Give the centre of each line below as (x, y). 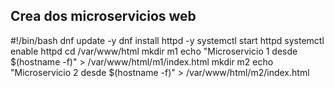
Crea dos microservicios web (103, 16)
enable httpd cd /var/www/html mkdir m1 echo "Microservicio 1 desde (154, 51)
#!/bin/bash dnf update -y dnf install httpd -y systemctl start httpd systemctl (167, 40)
